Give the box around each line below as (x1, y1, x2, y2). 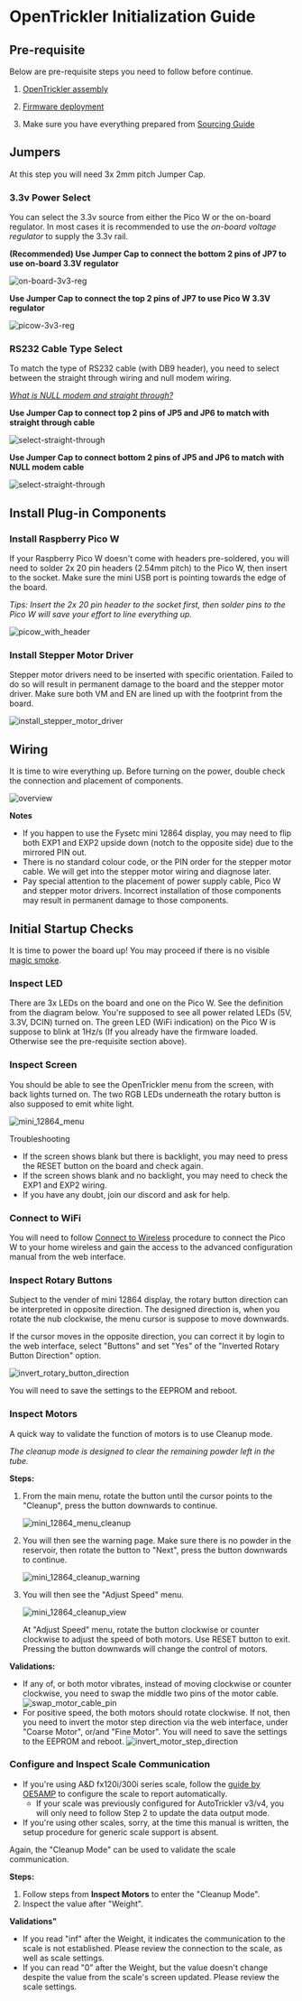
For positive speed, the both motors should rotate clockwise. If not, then (22, 1707, 291, 1718)
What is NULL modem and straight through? (9, 390, 174, 401)
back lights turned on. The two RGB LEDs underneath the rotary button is (9, 1089, 281, 1099)
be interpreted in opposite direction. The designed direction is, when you (9, 1304, 280, 1315)
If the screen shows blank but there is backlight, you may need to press (22, 1151, 288, 1162)
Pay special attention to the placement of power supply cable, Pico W (22, 875, 281, 886)
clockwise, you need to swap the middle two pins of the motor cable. (22, 1688, 279, 1699)
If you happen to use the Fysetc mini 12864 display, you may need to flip (22, 828, 291, 838)
